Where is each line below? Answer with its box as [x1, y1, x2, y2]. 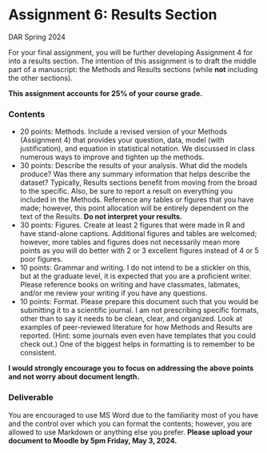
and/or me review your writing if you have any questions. [19, 288, 208, 298]
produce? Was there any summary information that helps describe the [19, 170, 251, 179]
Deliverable [8, 392, 54, 403]
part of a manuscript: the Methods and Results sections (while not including [8, 64, 258, 74]
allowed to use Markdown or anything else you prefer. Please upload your [8, 427, 253, 437]
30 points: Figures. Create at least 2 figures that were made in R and [19, 220, 245, 230]
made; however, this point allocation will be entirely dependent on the [19, 203, 249, 213]
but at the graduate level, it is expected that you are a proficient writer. [19, 271, 252, 281]
